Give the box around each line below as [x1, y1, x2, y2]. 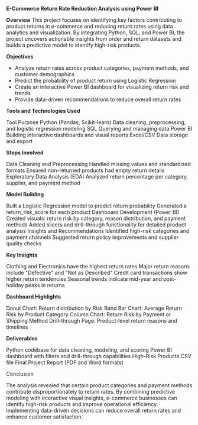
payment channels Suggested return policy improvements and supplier [6, 233, 179, 241]
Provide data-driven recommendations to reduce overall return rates [14, 96, 181, 103]
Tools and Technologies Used [6, 108, 80, 114]
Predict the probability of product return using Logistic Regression [14, 77, 176, 84]
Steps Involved [6, 149, 44, 156]
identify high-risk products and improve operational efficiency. [6, 401, 158, 407]
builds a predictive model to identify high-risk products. [6, 41, 142, 48]
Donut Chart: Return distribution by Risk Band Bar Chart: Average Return [6, 304, 182, 312]
